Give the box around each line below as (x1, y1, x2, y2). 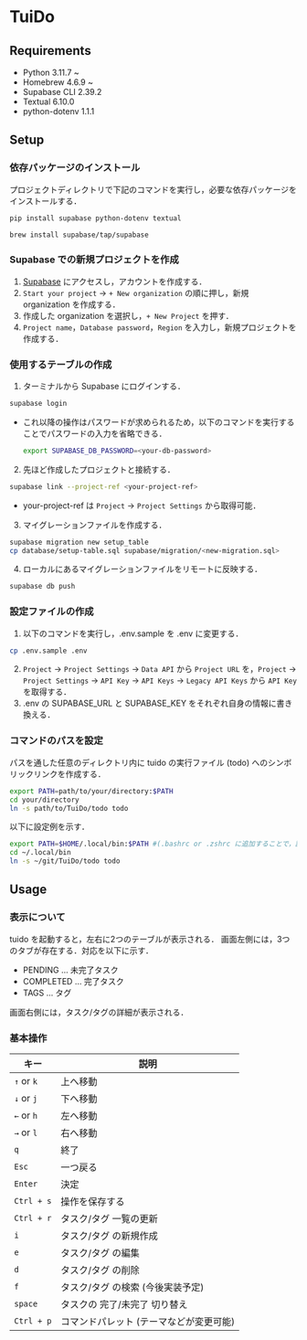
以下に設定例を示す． (9, 821, 90, 833)
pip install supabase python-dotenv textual (9, 213, 182, 223)
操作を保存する (60, 1195, 125, 1207)
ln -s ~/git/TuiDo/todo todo (9, 856, 121, 866)
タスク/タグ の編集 (60, 1246, 140, 1259)
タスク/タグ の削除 (60, 1263, 140, 1276)
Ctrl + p (14, 1315, 52, 1326)
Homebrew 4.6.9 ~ (22, 77, 94, 88)
